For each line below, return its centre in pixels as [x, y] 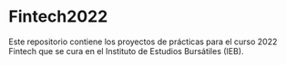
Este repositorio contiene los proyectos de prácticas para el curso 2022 [143, 42]
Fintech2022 [58, 17]
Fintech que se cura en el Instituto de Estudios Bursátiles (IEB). [126, 51]
